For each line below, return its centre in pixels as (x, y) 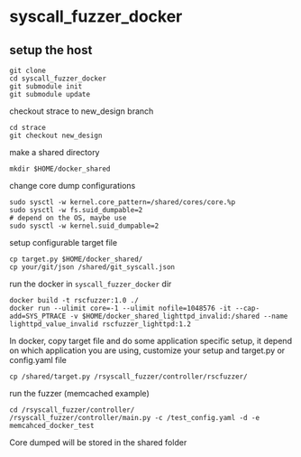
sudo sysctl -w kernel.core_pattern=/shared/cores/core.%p (123, 202)
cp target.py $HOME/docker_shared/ (76, 259)
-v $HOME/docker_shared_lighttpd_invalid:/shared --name (179, 316)
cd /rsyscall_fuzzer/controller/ (72, 410)
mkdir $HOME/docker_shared (60, 169)
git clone (28, 70)
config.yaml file (38, 360)
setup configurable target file (64, 242)
